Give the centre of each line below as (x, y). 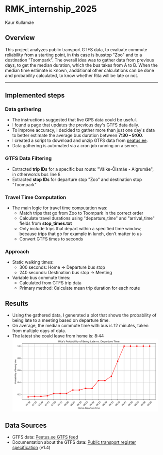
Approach (17, 251)
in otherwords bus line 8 (36, 174)
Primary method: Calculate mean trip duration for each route (80, 288)
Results (17, 303)
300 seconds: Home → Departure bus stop (62, 267)
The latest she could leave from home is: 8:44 (58, 336)
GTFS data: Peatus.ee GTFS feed (45, 437)
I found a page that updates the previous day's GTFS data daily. (76, 125)
